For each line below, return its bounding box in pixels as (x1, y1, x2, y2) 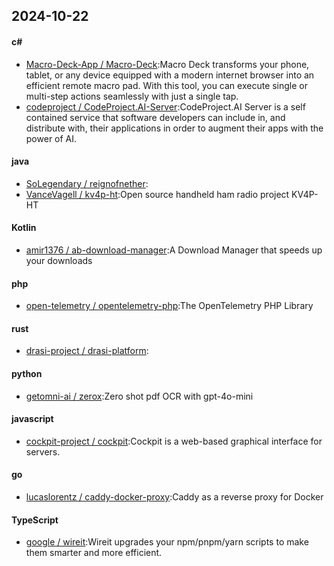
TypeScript (11, 514, 59, 526)
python (11, 368, 43, 379)
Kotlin (11, 222, 37, 234)
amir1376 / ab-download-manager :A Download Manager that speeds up (25, 244, 323, 256)
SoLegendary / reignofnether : (25, 177, 149, 189)
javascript (11, 413, 54, 425)
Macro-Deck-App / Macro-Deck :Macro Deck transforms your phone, (25, 58, 310, 70)
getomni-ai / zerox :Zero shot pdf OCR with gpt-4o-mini (25, 390, 254, 402)
